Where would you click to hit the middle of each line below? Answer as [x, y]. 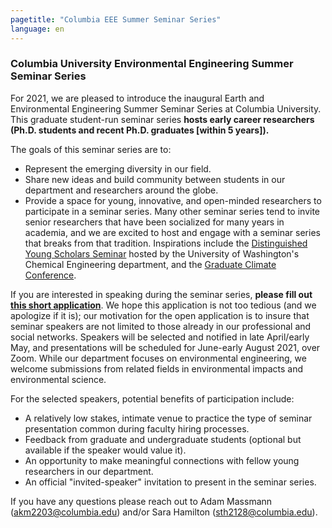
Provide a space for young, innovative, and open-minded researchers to [173, 200]
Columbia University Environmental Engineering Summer [152, 64]
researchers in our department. [89, 471]
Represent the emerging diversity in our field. [118, 168]
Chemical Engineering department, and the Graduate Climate [150, 264]
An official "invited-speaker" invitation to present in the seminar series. [170, 482]
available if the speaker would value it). [105, 450]
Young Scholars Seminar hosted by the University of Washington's [162, 253]
